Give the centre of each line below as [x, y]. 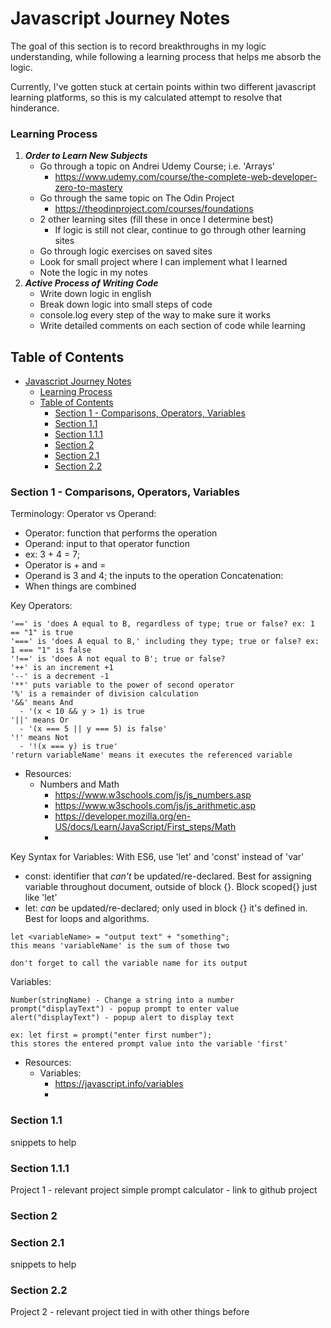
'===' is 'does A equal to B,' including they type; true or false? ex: [165, 642]
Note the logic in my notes [93, 273]
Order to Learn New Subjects [86, 156]
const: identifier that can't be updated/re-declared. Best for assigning [168, 876]
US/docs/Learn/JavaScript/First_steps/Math [145, 827]
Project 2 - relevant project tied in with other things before [130, 1312]
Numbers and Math [79, 784]
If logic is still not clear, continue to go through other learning [180, 230]
